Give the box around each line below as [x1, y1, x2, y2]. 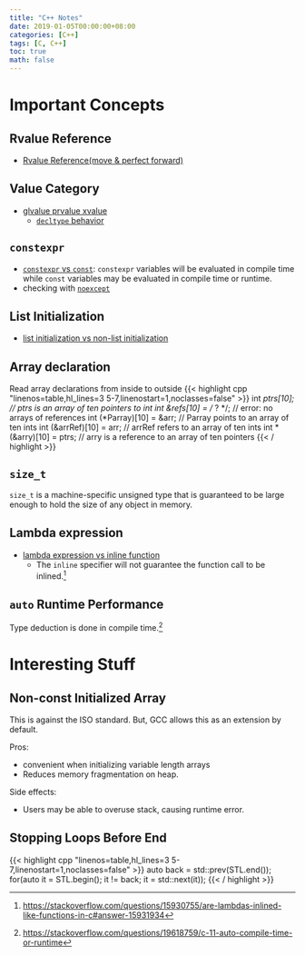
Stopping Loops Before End [9, 831, 167, 846]
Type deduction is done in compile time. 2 [9, 621, 163, 632]
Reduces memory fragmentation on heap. [22, 769, 179, 780]
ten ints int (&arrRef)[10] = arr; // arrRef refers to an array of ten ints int [9, 422, 273, 433]
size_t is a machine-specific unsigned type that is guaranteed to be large [9, 490, 285, 501]
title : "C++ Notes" [9, 13, 84, 23]
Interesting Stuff [9, 654, 136, 675]
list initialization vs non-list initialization [22, 333, 169, 344]
